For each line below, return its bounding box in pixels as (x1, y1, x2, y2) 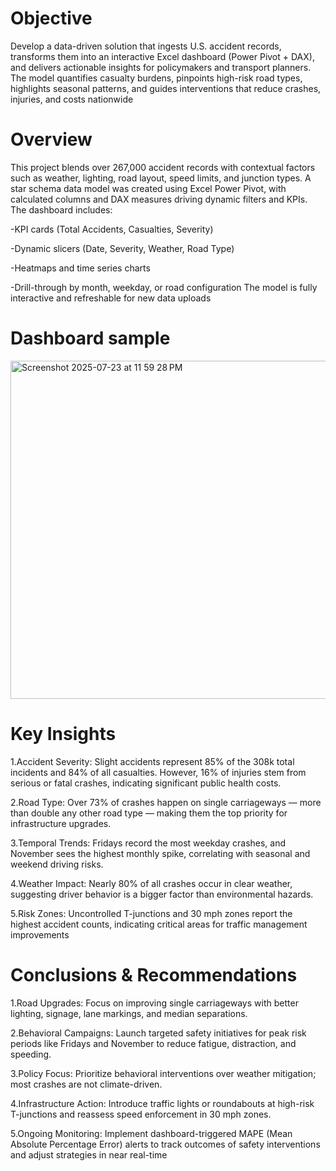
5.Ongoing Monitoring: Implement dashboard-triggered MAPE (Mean (10, 1127, 293, 1139)
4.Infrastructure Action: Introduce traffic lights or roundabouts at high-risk (10, 1097, 315, 1109)
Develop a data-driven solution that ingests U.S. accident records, (10, 40, 282, 52)
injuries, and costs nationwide (10, 93, 134, 105)
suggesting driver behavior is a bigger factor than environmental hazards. (10, 888, 314, 900)
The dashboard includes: (10, 203, 113, 216)
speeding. (10, 1048, 52, 1060)
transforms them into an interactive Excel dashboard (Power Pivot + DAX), (10, 50, 315, 62)
